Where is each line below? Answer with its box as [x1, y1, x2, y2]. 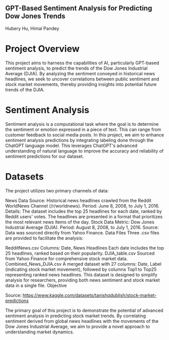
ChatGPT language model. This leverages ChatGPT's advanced [5, 142, 138, 149]
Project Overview [5, 43, 80, 55]
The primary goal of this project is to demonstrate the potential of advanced [5, 307, 163, 313]
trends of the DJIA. [5, 86, 45, 92]
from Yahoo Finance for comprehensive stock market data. [5, 255, 128, 262]
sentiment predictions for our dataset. [5, 153, 85, 159]
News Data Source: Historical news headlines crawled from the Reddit [5, 197, 152, 204]
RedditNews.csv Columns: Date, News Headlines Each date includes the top [5, 245, 164, 251]
